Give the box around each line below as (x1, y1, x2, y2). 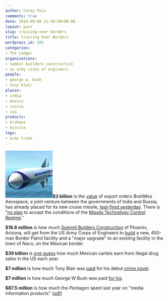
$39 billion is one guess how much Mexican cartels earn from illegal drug (5, 250, 159, 256)
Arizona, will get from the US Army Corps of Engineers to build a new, (5, 229, 150, 235)
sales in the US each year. (5, 255, 60, 262)
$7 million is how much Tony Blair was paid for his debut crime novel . (5, 265, 150, 271)
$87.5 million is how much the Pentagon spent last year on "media (5, 285, 144, 291)
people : (5, 72, 22, 77)
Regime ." (5, 214, 24, 220)
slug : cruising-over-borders (5, 29, 67, 35)
